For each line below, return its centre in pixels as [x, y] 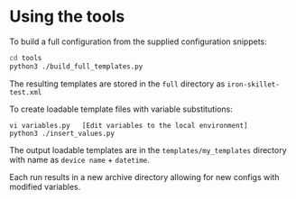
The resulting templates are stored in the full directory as [117, 84]
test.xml [26, 92]
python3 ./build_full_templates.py [76, 66]
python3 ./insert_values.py [62, 133]
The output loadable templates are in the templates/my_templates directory [148, 149]
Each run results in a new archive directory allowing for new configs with [144, 176]
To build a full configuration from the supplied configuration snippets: [139, 41]
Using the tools [67, 17]
